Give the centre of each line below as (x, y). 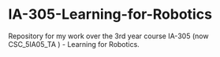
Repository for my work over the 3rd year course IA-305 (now (108, 36)
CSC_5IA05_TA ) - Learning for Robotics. (74, 44)
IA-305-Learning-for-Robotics (110, 14)
